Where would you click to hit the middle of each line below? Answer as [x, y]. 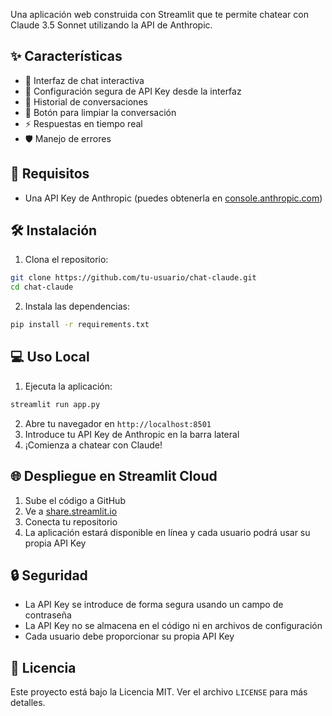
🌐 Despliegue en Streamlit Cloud [114, 476]
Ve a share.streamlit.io [71, 511]
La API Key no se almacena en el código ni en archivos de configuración [173, 626]
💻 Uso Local [50, 357]
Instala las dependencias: [77, 306]
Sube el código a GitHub [75, 500]
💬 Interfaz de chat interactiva [84, 80]
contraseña [48, 615]
